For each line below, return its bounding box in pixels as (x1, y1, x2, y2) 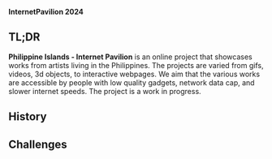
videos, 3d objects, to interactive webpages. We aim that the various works (8, 69, 261, 79)
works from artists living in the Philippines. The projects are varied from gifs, (8, 60, 264, 70)
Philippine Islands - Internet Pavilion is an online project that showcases (8, 52, 253, 62)
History (8, 110, 47, 124)
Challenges (8, 137, 67, 151)
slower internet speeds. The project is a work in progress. (8, 86, 201, 96)
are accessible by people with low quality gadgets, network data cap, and (8, 77, 255, 88)
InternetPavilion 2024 (8, 7, 84, 16)
